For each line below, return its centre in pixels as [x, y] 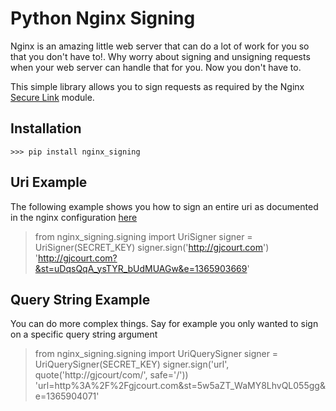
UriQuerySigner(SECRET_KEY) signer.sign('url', [132, 364]
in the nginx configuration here [74, 217]
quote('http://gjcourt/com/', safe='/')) [111, 375]
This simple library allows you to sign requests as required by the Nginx [157, 86]
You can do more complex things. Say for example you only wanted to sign [164, 324]
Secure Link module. [52, 97]
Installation [46, 128]
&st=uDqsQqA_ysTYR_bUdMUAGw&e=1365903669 [141, 268]
